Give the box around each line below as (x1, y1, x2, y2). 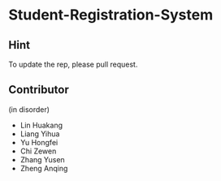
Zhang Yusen (19, 154, 65, 164)
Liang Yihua (19, 128, 60, 139)
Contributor (8, 83, 69, 97)
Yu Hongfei (19, 137, 58, 147)
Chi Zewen (19, 146, 57, 156)
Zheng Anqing (19, 163, 68, 173)
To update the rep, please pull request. (8, 59, 138, 69)
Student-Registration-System (8, 6, 214, 24)
